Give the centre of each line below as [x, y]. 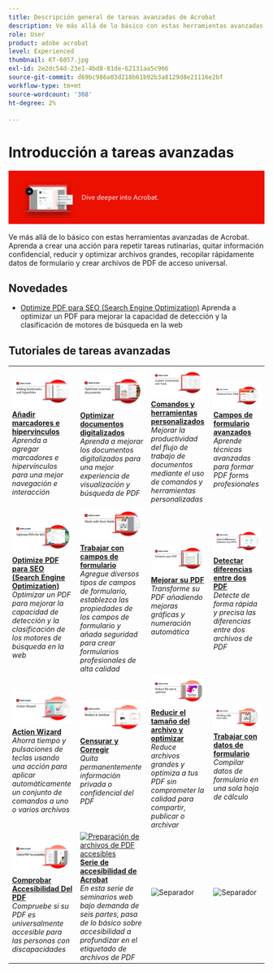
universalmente [38, 923]
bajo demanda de [110, 905]
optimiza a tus [175, 773]
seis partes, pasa [109, 913]
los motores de [37, 637]
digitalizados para [110, 458]
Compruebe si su [40, 905]
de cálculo [231, 797]
